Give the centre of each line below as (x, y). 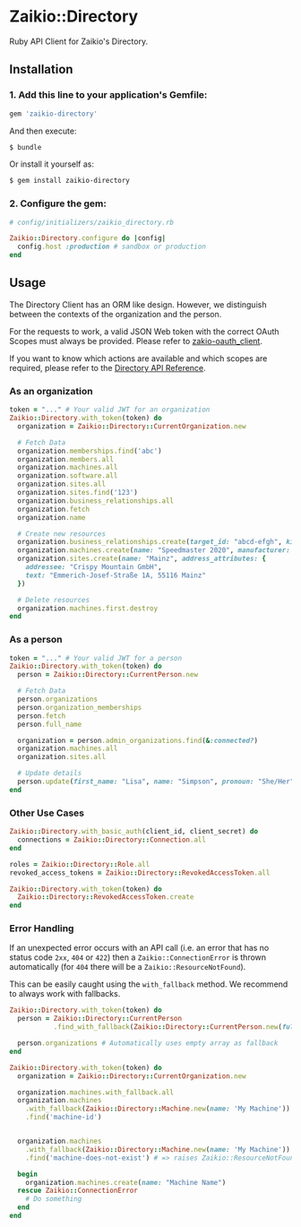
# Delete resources (54, 600)
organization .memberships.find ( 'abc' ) (90, 451)
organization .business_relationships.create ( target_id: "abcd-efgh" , (150, 542)
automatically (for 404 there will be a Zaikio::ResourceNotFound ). (128, 967)
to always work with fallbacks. (65, 994)
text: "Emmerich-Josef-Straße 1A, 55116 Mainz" (116, 575)
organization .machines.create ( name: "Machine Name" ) (126, 1182)
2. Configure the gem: (58, 203)
